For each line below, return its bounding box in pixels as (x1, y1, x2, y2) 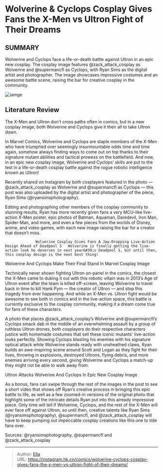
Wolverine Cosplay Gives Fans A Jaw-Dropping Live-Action (35, 239, 155, 244)
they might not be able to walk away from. (5, 362, 89, 368)
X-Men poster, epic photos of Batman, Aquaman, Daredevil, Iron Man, (18, 214, 158, 220)
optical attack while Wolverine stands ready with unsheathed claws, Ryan (5, 341, 152, 347)
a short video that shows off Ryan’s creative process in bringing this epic (5, 386, 150, 392)
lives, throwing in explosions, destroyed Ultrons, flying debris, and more (5, 352, 149, 358)
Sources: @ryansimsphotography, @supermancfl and (5, 432, 113, 438)
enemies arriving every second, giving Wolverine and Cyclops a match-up (5, 357, 153, 363)
